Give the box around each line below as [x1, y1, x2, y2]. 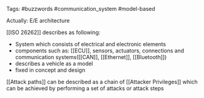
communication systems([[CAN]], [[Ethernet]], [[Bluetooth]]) [15, 54, 167, 60]
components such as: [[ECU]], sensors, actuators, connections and [15, 47, 185, 54]
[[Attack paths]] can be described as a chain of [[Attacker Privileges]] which [6, 79, 198, 85]
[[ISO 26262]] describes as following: [6, 29, 100, 36]
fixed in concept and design [15, 66, 85, 74]
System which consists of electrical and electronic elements [15, 41, 166, 47]
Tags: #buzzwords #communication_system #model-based [6, 5, 155, 12]
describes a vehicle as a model [15, 60, 93, 67]
